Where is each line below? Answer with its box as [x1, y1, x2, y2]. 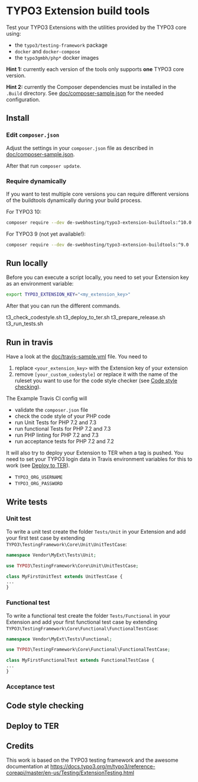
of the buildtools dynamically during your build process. [6, 197, 142, 204]
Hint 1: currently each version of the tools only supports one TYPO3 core [6, 65, 184, 72]
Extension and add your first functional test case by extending [6, 618, 158, 626]
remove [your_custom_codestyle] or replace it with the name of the [14, 371, 178, 378]
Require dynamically [6, 177, 67, 185]
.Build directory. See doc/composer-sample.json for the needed [6, 89, 164, 97]
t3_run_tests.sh [6, 320, 43, 327]
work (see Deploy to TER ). [6, 462, 70, 469]
